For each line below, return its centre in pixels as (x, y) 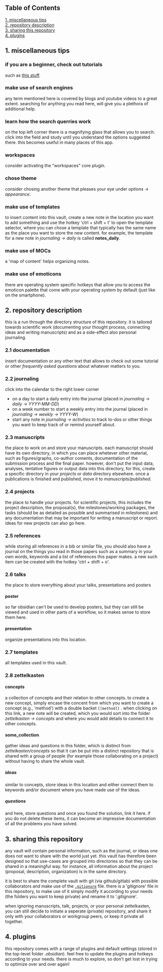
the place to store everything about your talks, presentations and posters (78, 585)
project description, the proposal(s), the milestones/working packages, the (80, 507)
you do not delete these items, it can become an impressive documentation (81, 818)
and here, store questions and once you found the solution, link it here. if (78, 813)
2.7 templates (22, 652)
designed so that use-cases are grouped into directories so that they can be (81, 861)
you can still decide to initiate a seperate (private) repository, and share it (78, 911)
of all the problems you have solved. (41, 824)
